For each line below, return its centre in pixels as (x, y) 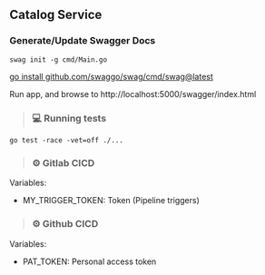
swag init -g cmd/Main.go (58, 59)
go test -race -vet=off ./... (67, 140)
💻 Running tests (69, 118)
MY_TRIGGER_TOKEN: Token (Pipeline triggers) (111, 201)
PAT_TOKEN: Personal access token (89, 261)
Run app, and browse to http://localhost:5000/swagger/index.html (133, 93)
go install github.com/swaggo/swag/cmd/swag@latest (111, 76)
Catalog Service (56, 15)
